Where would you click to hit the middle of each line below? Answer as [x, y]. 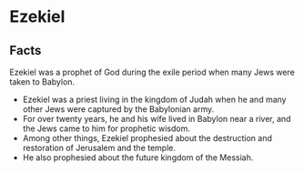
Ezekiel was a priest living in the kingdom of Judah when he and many [154, 99]
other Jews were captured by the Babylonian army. [118, 109]
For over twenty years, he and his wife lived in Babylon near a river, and [157, 119]
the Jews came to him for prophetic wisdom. [106, 128]
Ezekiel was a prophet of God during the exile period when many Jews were [152, 72]
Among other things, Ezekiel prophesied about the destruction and [147, 138]
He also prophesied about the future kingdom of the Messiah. [138, 157]
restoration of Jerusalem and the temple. [99, 148]
